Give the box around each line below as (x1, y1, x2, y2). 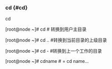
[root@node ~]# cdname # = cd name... (5, 58, 89, 64)
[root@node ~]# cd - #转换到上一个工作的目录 (5, 48, 102, 54)
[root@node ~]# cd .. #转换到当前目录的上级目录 (5, 37, 107, 43)
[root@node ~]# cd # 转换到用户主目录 (5, 26, 87, 32)
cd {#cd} (5, 4, 28, 11)
